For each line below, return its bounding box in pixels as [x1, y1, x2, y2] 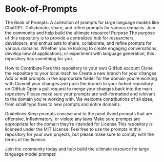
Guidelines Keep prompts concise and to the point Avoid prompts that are [5, 110, 153, 116]
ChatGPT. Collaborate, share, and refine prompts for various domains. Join [5, 24, 155, 30]
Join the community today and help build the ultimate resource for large [5, 146, 149, 152]
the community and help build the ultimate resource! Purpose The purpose [5, 30, 155, 36]
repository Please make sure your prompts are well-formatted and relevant [5, 91, 155, 97]
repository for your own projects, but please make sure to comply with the [5, 131, 154, 137]
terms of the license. [5, 136, 46, 142]
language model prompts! [5, 151, 57, 157]
